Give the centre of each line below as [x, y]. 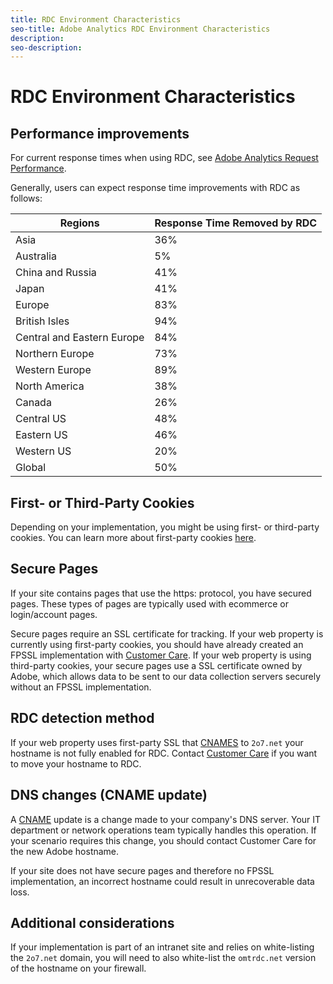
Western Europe [53, 370]
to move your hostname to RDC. [76, 763]
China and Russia [56, 273]
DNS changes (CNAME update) [109, 795]
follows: [26, 198]
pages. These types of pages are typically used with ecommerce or [149, 603]
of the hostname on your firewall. [78, 968]
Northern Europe [55, 354]
